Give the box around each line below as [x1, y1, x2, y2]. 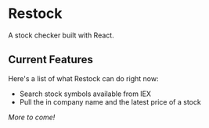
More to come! [8, 112, 56, 122]
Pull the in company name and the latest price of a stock [19, 97, 201, 106]
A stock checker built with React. [8, 30, 115, 40]
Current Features [8, 53, 94, 66]
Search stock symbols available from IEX [19, 89, 151, 98]
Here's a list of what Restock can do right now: [8, 73, 159, 83]
